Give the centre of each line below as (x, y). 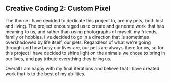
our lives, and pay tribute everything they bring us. (58, 59)
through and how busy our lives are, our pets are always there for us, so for (84, 47)
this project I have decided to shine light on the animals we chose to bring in (85, 53)
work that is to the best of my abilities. (45, 74)
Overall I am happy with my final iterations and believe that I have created (82, 68)
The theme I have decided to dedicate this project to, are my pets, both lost (84, 20)
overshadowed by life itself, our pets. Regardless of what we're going (78, 42)
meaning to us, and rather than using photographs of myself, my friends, (82, 31)
